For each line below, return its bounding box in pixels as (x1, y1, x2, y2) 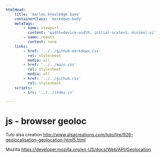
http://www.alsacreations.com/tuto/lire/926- (43, 132, 133, 138)
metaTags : (14, 21, 35, 26)
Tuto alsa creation (5, 132, 42, 138)
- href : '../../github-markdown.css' (23, 48, 101, 53)
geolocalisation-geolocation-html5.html (5, 137, 86, 143)
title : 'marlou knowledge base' (14, 12, 81, 17)
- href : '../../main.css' (23, 62, 77, 67)
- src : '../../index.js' (23, 90, 75, 95)
